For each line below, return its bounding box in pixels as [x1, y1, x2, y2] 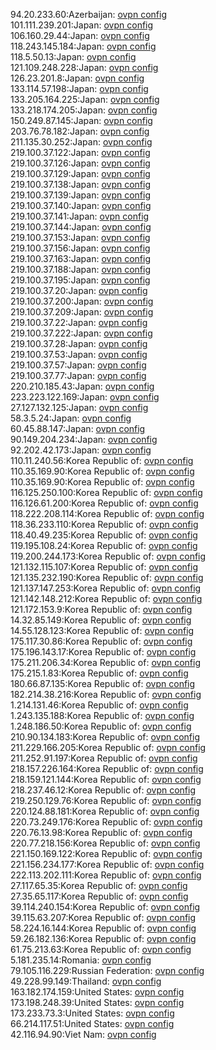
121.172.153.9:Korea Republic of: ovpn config [10, 604, 193, 615]
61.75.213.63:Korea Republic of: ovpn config [10, 944, 192, 955]
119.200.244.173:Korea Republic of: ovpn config [10, 550, 207, 562]
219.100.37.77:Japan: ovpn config [10, 370, 147, 381]
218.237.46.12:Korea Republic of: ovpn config [10, 784, 196, 796]
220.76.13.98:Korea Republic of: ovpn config [10, 827, 193, 838]
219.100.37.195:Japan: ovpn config [10, 274, 151, 286]
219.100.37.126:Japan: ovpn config [10, 157, 151, 169]
